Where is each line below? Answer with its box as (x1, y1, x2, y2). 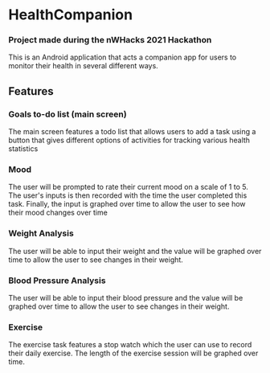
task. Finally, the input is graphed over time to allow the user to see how (8, 199, 247, 209)
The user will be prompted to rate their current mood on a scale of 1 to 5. (8, 182, 249, 192)
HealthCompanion (8, 6, 133, 24)
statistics (8, 144, 39, 154)
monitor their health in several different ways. (8, 61, 158, 71)
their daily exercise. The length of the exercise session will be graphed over (8, 348, 259, 359)
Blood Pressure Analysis (8, 275, 106, 286)
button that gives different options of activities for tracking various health (8, 135, 251, 146)
